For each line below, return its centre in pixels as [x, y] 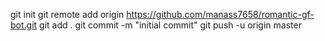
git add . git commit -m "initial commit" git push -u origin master [170, 25]
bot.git [24, 25]
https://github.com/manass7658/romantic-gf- [220, 14]
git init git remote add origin [67, 14]
